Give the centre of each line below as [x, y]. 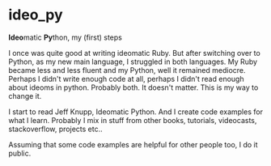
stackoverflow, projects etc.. [55, 129]
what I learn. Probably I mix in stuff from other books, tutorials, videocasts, [133, 120]
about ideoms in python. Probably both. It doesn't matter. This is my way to [133, 87]
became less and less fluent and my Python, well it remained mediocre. [127, 70]
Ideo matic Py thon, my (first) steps [66, 37]
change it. [25, 96]
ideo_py [36, 15]
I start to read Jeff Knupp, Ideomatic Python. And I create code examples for [135, 112]
